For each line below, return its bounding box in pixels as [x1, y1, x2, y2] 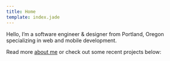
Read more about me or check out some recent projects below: [6, 48, 162, 55]
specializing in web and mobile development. [6, 37, 118, 44]
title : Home [6, 8, 36, 15]
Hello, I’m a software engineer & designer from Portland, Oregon [6, 30, 164, 37]
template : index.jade [6, 14, 60, 20]
